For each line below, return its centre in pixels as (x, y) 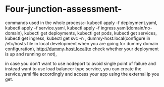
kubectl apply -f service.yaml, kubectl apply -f (53, 28)
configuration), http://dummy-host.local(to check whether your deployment (82, 49)
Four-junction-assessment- (64, 9)
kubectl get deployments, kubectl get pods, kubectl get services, (90, 33)
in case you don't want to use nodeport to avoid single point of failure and (81, 63)
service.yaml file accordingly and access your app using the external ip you (82, 74)
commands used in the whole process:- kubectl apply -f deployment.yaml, (81, 23)
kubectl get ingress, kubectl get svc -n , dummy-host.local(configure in (78, 38)
